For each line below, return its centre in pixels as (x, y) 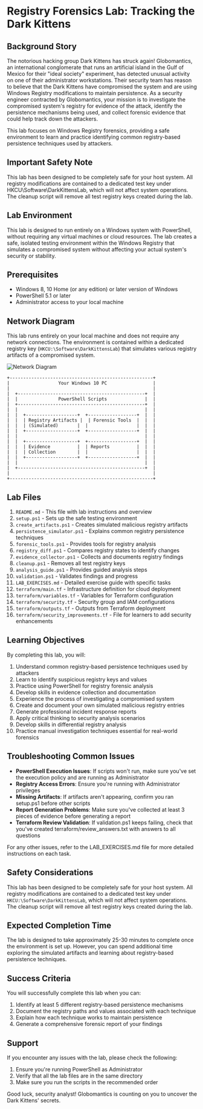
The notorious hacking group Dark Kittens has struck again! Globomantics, (100, 61)
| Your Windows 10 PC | (81, 383)
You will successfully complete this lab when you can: (74, 993)
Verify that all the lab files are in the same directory (79, 1076)
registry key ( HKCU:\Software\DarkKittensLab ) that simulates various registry (102, 349)
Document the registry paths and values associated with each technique (106, 1011)
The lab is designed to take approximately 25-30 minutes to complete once (100, 940)
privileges (28, 790)
